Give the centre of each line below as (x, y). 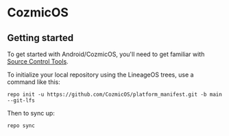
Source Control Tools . (38, 62)
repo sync (21, 126)
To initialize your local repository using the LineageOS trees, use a (100, 74)
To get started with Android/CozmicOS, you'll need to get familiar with (106, 54)
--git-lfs (21, 100)
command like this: (34, 82)
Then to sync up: (31, 113)
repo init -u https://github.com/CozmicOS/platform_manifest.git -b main (115, 94)
